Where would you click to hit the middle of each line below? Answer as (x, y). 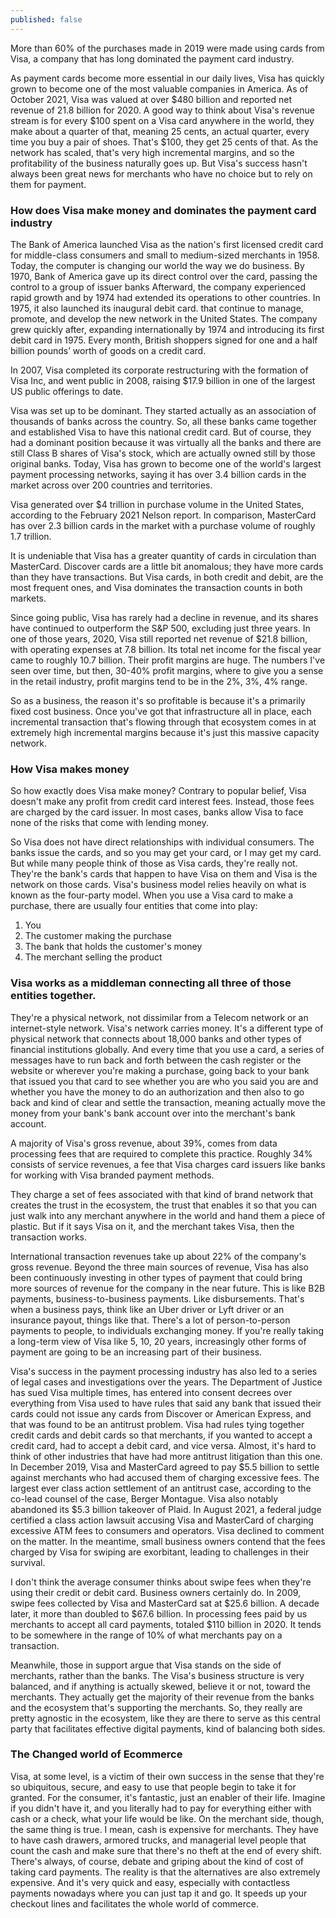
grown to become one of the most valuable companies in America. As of (159, 88)
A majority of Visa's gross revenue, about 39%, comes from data (144, 1143)
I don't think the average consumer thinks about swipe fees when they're (161, 1582)
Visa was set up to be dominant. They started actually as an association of (163, 410)
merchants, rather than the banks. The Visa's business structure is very (157, 1675)
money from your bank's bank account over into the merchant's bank (153, 1113)
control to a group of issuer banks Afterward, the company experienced (158, 287)
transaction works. (49, 1237)
